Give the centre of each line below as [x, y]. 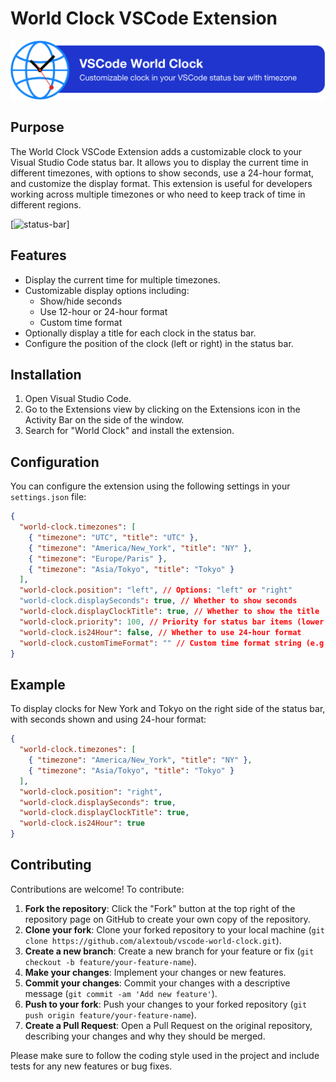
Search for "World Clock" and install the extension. [129, 431]
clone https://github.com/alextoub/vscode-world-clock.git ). [153, 940]
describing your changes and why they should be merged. [145, 1036]
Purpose [37, 127]
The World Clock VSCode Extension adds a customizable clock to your [156, 151]
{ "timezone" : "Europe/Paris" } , [98, 558]
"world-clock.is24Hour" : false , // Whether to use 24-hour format [160, 632]
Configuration [55, 462]
